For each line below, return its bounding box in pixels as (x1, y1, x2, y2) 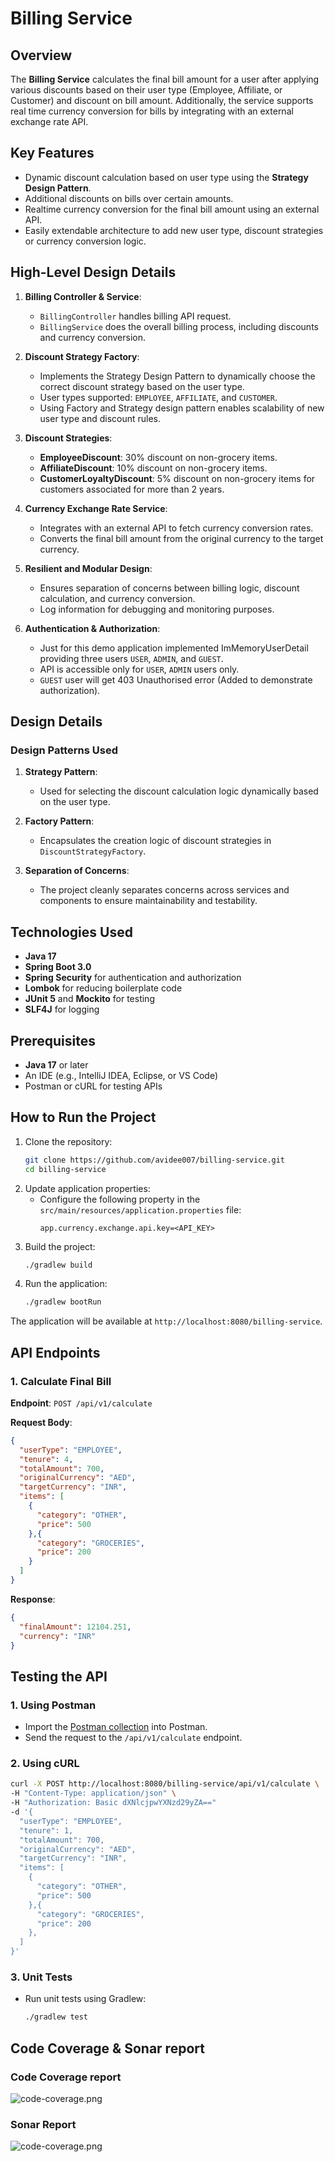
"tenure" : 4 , (19, 1454, 74, 1464)
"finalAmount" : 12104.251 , (19, 1622, 132, 1632)
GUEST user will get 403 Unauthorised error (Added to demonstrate (39, 673, 313, 686)
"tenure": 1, (19, 1825, 74, 1836)
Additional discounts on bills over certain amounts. (24, 192, 234, 204)
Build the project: (24, 1240, 96, 1252)
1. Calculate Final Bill (10, 1374, 112, 1388)
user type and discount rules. (39, 412, 162, 424)
